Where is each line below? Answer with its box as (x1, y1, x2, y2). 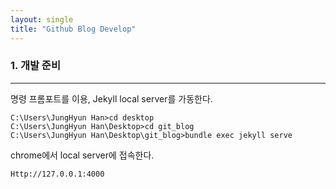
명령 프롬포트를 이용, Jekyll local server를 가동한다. (10, 92, 213, 105)
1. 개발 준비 (10, 59, 61, 73)
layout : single (10, 14, 74, 25)
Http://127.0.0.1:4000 (10, 169, 105, 179)
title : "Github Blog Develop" (10, 24, 137, 34)
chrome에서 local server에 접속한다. (10, 149, 155, 161)
